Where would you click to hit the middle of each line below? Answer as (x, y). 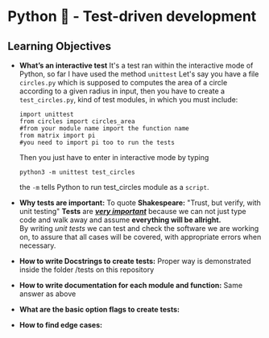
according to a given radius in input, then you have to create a (122, 91)
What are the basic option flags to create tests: (99, 309)
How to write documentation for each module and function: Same (131, 285)
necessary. (37, 245)
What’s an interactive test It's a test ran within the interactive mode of (136, 65)
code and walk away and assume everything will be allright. (120, 220)
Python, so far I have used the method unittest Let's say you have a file (139, 74)
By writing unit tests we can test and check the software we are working (139, 228)
